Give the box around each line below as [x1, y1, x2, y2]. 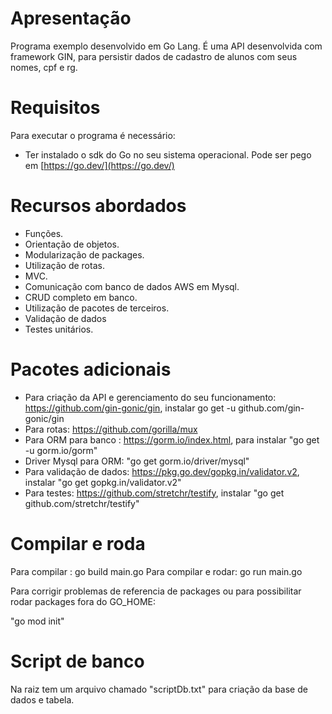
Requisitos [10, 97, 101, 119]
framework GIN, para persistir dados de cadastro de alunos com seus [10, 50, 298, 62]
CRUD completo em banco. [24, 291, 138, 303]
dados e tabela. [10, 693, 75, 706]
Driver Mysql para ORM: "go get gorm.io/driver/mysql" [24, 455, 250, 467]
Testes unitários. [24, 323, 94, 335]
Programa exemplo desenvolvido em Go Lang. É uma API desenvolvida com [10, 40, 323, 52]
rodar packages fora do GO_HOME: [10, 595, 157, 607]
